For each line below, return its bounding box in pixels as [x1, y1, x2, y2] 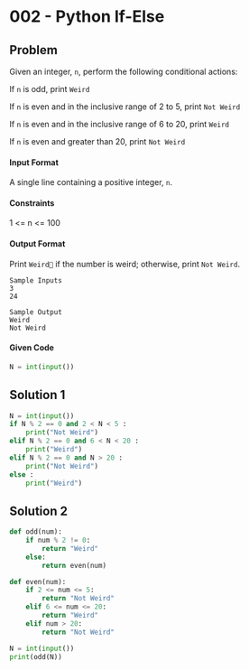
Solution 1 [9, 387, 66, 403]
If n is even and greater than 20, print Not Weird [9, 136, 186, 146]
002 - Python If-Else [9, 6, 165, 27]
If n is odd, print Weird [9, 84, 90, 94]
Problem [9, 42, 59, 58]
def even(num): [9, 577, 67, 586]
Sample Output [9, 307, 63, 317]
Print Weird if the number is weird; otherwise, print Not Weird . [9, 258, 241, 269]
